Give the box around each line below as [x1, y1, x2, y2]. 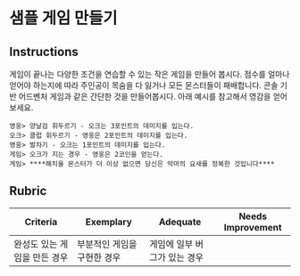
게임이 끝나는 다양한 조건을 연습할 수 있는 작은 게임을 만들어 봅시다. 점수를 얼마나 [9, 69, 290, 79]
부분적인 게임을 [77, 238, 137, 250]
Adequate [158, 215, 202, 228]
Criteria [24, 215, 58, 228]
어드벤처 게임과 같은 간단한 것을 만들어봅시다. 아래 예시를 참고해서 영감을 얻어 [18, 91, 288, 101]
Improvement [223, 221, 283, 233]
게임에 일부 [148, 238, 194, 250]
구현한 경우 [77, 251, 121, 264]
